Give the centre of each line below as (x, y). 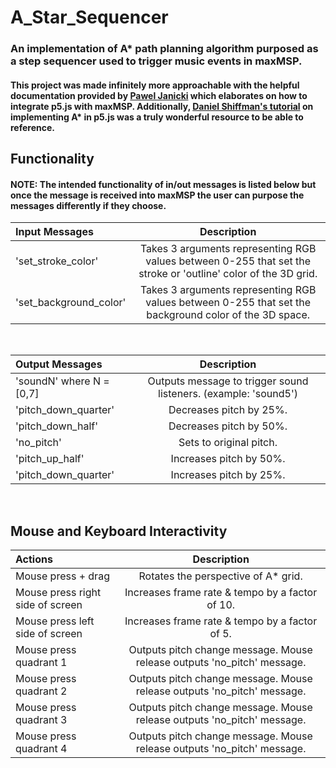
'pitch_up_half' (50, 459)
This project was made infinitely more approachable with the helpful (155, 85)
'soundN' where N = (62, 381)
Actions (34, 559)
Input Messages (54, 232)
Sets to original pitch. (228, 443)
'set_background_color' (71, 303)
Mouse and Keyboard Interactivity (119, 531)
